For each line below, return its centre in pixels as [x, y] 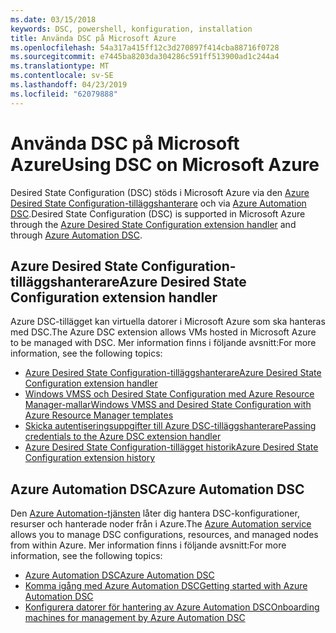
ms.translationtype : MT [60, 66]
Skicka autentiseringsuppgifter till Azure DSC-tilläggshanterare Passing [170, 426]
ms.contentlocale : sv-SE [62, 76]
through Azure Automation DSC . [76, 235]
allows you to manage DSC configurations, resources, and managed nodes [164, 535]
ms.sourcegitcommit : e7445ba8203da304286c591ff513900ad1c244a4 [145, 57]
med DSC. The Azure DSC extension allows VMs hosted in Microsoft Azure [163, 332]
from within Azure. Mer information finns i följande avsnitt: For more [148, 545]
